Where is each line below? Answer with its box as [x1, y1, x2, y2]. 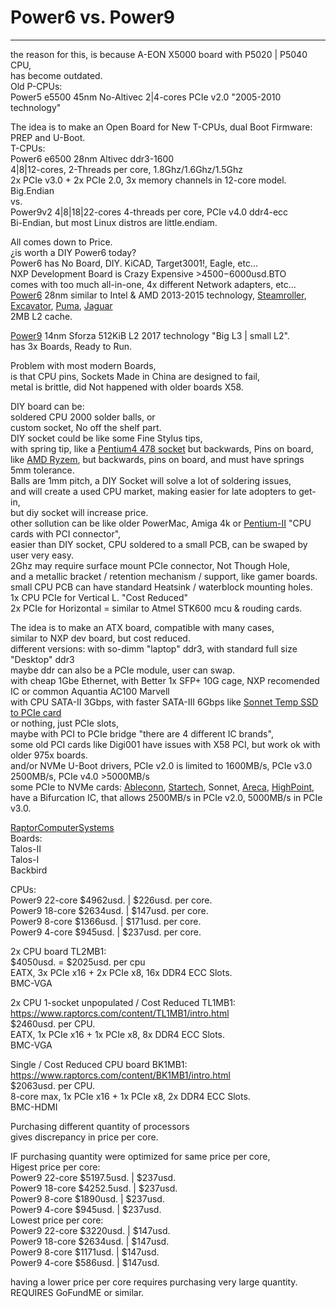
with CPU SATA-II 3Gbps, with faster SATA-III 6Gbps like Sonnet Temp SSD [10, 696, 319, 708]
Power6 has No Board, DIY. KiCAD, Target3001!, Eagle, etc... [10, 257, 259, 269]
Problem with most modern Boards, [10, 359, 157, 371]
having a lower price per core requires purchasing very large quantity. [10, 1276, 298, 1288]
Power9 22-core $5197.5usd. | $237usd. [10, 1171, 177, 1183]
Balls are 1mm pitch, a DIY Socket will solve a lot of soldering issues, [10, 474, 292, 486]
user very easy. [10, 549, 74, 561]
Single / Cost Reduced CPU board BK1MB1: [10, 1058, 188, 1070]
